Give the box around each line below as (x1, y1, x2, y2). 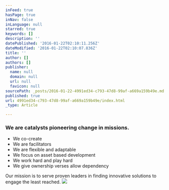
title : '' (5, 50, 27, 55)
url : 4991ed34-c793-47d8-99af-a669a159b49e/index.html (5, 98, 125, 103)
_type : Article (5, 103, 38, 108)
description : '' (5, 36, 40, 41)
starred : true (5, 27, 36, 32)
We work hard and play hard (12, 157, 73, 164)
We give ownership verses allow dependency (12, 163, 109, 169)
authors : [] (5, 60, 31, 65)
